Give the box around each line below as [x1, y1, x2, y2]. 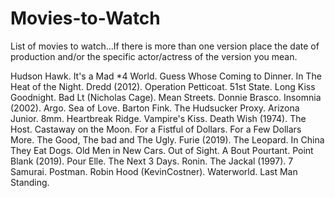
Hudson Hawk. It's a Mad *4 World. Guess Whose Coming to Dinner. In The [10, 70, 322, 82]
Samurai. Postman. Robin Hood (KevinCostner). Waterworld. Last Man [10, 165, 298, 177]
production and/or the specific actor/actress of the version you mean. [10, 50, 298, 62]
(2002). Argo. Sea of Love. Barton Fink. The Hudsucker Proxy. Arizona [10, 102, 300, 114]
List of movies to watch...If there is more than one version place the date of [10, 40, 320, 52]
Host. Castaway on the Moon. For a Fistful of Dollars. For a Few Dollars [10, 123, 302, 135]
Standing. [10, 176, 50, 188]
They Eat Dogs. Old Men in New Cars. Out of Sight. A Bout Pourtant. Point [10, 144, 314, 156]
